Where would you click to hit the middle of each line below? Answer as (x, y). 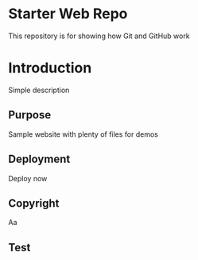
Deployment (39, 159)
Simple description (39, 90)
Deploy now (28, 178)
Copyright (34, 203)
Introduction (50, 68)
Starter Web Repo (68, 14)
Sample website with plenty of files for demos (83, 134)
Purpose (30, 115)
